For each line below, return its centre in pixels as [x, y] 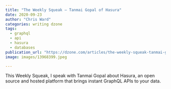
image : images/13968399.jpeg [36, 57]
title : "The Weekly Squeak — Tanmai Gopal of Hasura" [64, 10]
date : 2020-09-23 [24, 15]
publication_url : [24, 52]
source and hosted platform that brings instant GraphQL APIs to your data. [83, 81]
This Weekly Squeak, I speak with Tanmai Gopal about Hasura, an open [80, 76]
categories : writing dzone [34, 24]
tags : [11, 29]
